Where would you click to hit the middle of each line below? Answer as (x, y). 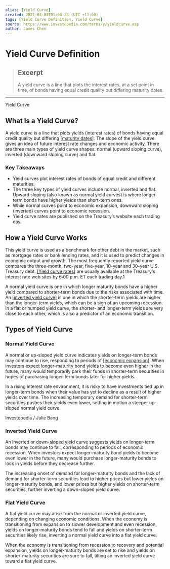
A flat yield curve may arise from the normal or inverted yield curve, (76, 514)
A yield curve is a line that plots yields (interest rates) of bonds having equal (84, 133)
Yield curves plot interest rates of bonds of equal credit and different (84, 179)
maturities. (24, 184)
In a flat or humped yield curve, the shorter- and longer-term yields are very (84, 308)
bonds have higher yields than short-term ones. (73, 200)
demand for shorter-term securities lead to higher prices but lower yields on (84, 479)
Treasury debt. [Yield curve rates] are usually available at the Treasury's (80, 271)
